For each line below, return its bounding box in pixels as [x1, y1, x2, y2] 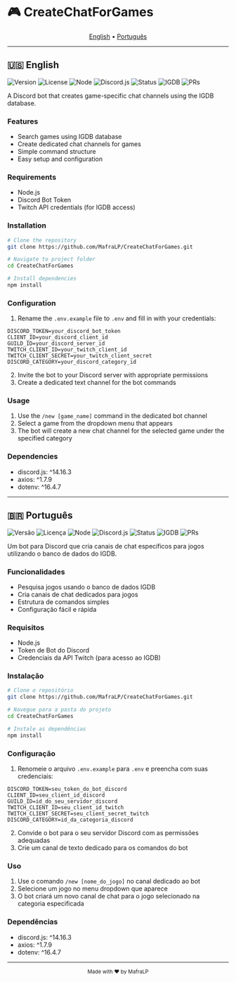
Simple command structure [17, 148, 96, 156]
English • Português [88, 32, 147, 41]
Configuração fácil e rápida [17, 605, 97, 613]
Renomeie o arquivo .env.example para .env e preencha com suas [17, 765, 209, 773]
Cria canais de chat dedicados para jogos [17, 590, 138, 598]
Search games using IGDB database [17, 133, 122, 141]
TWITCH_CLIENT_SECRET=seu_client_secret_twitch [7, 811, 150, 818]
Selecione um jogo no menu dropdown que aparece [17, 884, 169, 893]
